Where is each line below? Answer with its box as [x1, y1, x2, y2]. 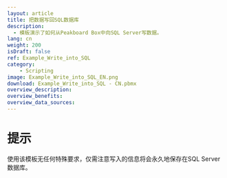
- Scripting [19, 67, 54, 74]
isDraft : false [7, 49, 51, 55]
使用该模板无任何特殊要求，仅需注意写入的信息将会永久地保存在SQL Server [7, 155, 221, 163]
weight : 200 [7, 42, 41, 49]
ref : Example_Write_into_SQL [7, 55, 91, 62]
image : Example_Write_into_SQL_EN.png [7, 73, 118, 81]
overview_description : [7, 86, 72, 93]
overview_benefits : [7, 93, 63, 100]
